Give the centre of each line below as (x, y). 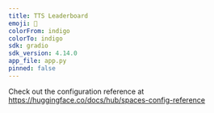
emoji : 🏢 (23, 23)
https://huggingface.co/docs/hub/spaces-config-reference (107, 100)
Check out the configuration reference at (76, 91)
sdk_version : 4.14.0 (43, 53)
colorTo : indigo (36, 38)
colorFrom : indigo (39, 31)
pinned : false (32, 69)
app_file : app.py (38, 61)
